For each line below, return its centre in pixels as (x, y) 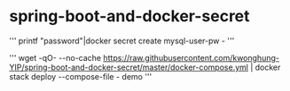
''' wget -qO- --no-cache (55, 57)
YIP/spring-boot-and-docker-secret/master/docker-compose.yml (129, 67)
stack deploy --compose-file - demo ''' (81, 76)
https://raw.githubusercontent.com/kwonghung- (191, 57)
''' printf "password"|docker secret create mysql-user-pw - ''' (122, 41)
